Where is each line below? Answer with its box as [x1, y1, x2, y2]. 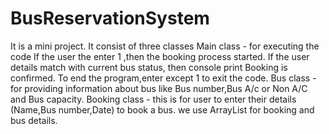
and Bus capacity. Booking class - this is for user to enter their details [10, 93, 297, 105]
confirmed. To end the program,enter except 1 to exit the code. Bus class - [10, 72, 317, 84]
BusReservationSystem [10, 7, 210, 30]
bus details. [10, 114, 58, 126]
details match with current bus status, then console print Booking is [10, 61, 288, 73]
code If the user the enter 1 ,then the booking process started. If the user [10, 50, 310, 62]
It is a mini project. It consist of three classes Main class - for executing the [10, 40, 320, 52]
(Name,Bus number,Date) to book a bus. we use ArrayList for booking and [10, 103, 315, 116]
